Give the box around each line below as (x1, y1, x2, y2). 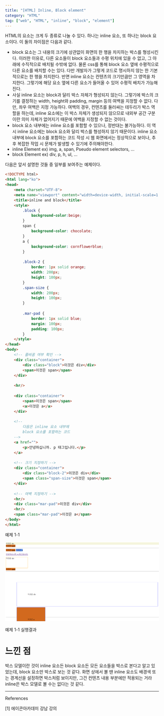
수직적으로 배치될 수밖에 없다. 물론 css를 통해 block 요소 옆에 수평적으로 (21, 62, 159, 67)
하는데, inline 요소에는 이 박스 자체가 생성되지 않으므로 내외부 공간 (21, 110, 146, 116)
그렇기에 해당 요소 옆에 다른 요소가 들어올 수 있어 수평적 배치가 (26, 80, 145, 85)
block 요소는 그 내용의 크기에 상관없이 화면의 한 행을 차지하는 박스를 (12, 49, 142, 55)
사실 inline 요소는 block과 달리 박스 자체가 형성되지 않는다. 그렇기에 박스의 (12, 92, 154, 98)
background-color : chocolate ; (31, 229, 93, 233)
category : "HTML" (5, 13, 41, 18)
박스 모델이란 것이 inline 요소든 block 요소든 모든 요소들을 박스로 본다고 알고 (5, 663, 150, 669)
